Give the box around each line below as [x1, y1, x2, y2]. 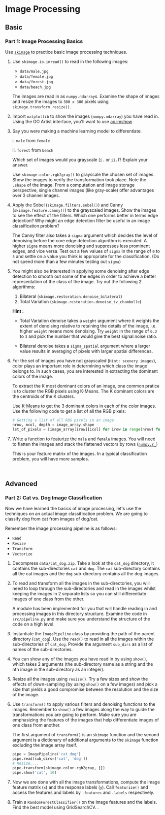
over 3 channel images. [12, 192, 60, 198]
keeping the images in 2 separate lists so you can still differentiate [12, 591, 147, 597]
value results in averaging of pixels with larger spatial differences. [19, 348, 153, 354]
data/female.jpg [19, 74, 53, 79]
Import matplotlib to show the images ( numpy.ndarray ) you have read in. [12, 113, 159, 119]
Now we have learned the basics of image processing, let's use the [5, 506, 141, 512]
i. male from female [12, 137, 50, 143]
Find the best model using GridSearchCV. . [12, 804, 99, 810]
